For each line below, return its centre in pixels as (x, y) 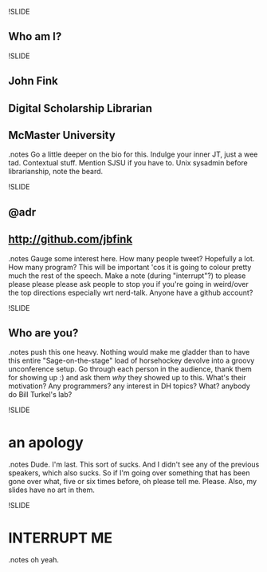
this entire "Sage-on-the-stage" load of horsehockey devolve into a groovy (132, 361)
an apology (46, 442)
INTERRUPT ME (61, 538)
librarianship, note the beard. (56, 172)
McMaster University (62, 135)
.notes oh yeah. (34, 560)
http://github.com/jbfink (71, 239)
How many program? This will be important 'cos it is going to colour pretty (130, 267)
